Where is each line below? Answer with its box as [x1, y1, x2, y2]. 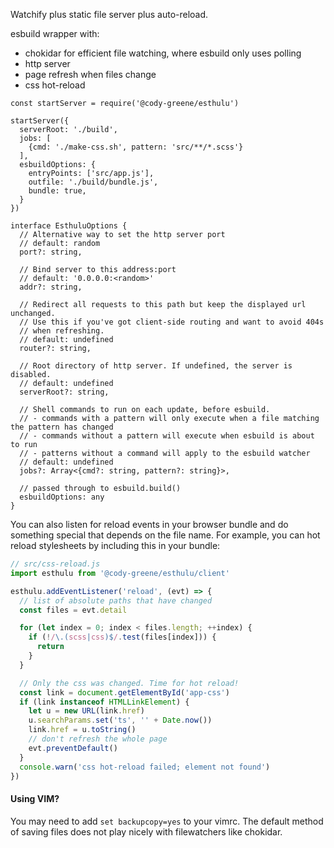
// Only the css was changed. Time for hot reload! [19, 678, 240, 688]
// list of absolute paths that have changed [19, 595, 213, 606]
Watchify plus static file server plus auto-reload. [10, 9, 209, 20]
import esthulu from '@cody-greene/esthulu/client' [10, 568, 230, 578]
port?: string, [19, 247, 83, 257]
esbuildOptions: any [19, 492, 105, 502]
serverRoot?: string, [19, 387, 110, 397]
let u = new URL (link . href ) [28, 706, 145, 716]
